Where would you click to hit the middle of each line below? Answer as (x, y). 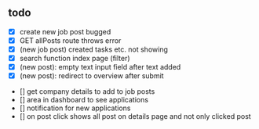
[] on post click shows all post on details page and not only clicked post (135, 116)
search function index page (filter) (75, 58)
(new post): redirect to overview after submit (91, 76)
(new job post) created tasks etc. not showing (94, 49)
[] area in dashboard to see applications (84, 100)
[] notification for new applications (75, 108)
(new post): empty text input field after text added (100, 67)
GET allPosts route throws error (70, 40)
